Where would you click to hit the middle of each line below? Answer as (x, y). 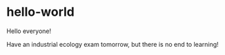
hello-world (41, 12)
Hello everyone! (29, 31)
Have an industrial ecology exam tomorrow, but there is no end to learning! (112, 44)
